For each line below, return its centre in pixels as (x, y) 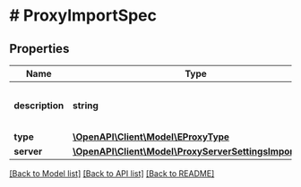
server (28, 151)
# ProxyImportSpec (83, 16)
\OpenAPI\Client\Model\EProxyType (151, 137)
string (85, 106)
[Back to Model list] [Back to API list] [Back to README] (112, 174)
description (39, 106)
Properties (39, 49)
